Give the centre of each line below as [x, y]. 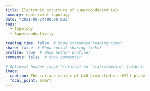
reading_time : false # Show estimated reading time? [64, 43]
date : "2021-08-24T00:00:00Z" [38, 19]
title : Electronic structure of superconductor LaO [61, 10]
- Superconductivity [32, 34]
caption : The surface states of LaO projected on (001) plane [78, 76]
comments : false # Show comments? [43, 57]
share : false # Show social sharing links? [53, 48]
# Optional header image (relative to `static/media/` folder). [75, 67]
